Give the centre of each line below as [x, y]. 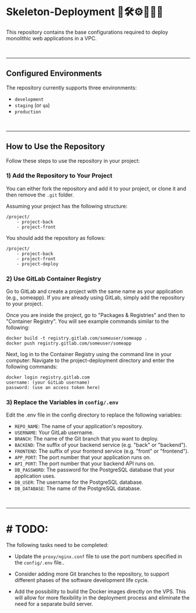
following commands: [32, 367]
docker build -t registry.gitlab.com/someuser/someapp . [77, 338]
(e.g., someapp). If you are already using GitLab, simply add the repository [95, 298]
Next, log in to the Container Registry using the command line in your [89, 354]
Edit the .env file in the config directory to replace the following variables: [94, 415]
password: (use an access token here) [53, 388]
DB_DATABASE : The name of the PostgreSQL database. [78, 488]
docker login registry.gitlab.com [48, 378]
